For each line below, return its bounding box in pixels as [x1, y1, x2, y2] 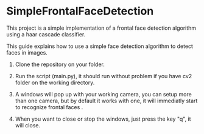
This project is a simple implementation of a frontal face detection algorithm [6, 24, 197, 32]
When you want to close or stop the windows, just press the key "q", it [15, 115, 191, 122]
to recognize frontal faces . [15, 103, 83, 110]
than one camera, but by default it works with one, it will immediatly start [15, 97, 198, 104]
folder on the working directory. [15, 79, 95, 86]
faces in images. [6, 49, 47, 56]
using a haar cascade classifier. [6, 30, 86, 38]
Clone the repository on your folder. [15, 61, 105, 68]
